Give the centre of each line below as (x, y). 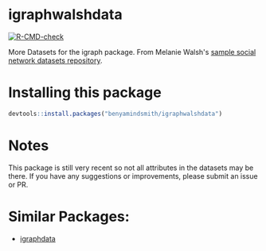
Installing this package (85, 93)
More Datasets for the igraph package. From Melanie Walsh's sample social (132, 52)
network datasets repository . (55, 60)
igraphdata (37, 238)
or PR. (18, 184)
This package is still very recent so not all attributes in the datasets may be (131, 168)
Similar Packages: (69, 216)
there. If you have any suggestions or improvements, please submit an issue (133, 176)
